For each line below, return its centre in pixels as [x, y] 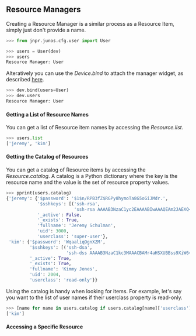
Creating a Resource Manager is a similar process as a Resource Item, [90, 23]
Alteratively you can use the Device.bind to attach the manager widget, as [95, 73]
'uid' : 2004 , [45, 275]
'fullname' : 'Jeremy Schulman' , [76, 226]
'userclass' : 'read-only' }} [64, 280]
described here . [25, 80]
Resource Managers [43, 10]
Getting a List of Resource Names [48, 114]
